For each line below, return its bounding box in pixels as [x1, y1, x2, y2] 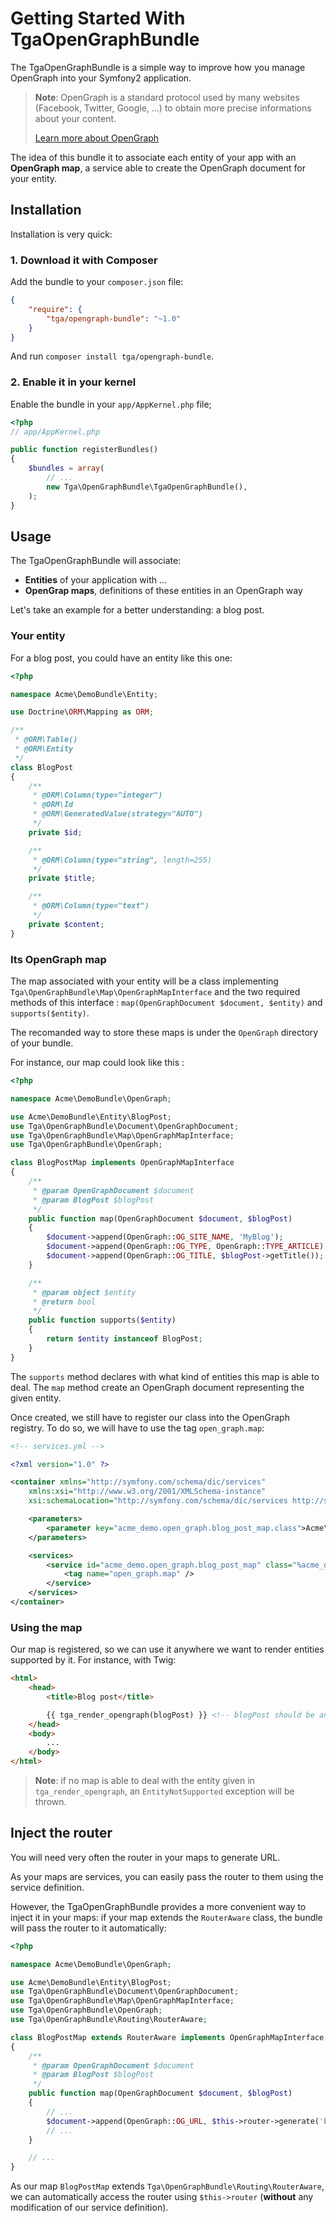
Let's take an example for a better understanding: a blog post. [10, 604, 265, 616]
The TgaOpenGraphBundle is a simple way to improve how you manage [10, 61, 306, 73]
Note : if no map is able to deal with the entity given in [34, 1775, 255, 1787]
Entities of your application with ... [24, 574, 168, 586]
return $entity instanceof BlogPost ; [46, 1334, 203, 1344]
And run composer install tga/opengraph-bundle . [10, 350, 215, 362]
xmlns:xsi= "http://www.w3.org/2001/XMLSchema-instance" [28, 1487, 267, 1497]
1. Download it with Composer [10, 253, 158, 267]
